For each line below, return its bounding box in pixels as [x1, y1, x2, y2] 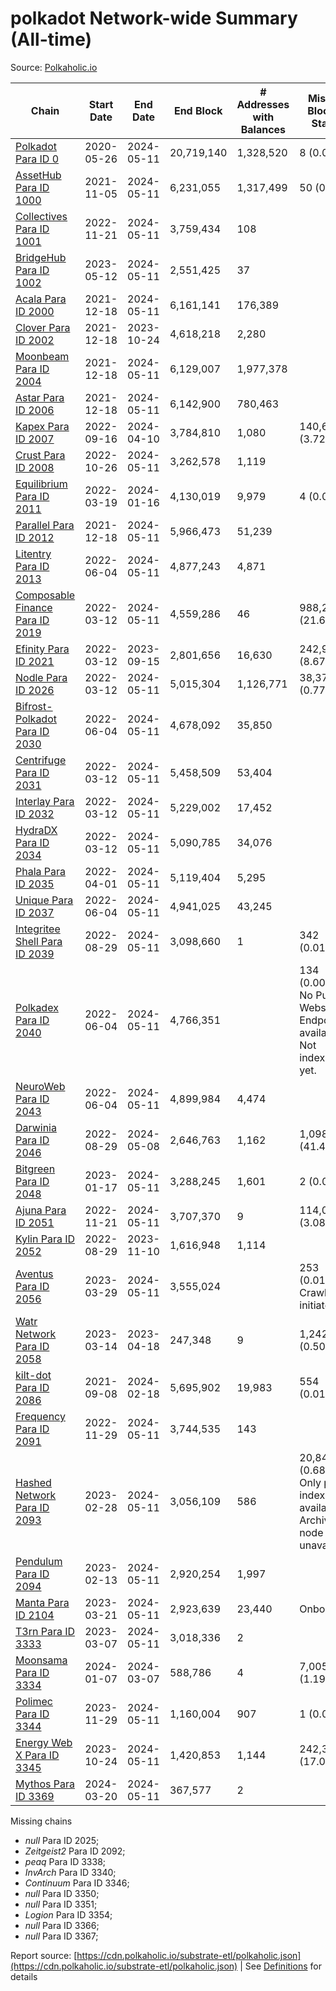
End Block [173, 103, 223, 117]
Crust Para [15, 448, 66, 462]
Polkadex [15, 1000, 59, 1014]
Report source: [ [10, 1949, 78, 1961]
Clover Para [15, 320, 71, 334]
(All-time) [10, 28, 93, 51]
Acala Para [15, 292, 67, 306]
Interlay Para [15, 794, 75, 808]
